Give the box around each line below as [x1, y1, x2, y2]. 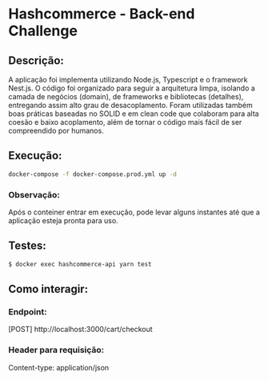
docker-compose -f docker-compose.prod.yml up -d [8, 170, 178, 178]
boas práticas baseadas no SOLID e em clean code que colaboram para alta [8, 109, 259, 118]
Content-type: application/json [8, 362, 110, 372]
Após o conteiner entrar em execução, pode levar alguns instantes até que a [8, 207, 260, 217]
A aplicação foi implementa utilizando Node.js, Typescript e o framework [8, 75, 248, 84]
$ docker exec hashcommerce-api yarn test [8, 260, 152, 268]
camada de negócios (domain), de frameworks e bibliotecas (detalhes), [8, 92, 244, 101]
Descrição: [8, 54, 64, 67]
